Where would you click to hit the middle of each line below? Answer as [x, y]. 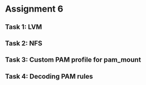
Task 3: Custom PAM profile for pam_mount [73, 60]
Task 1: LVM [24, 27]
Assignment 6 [34, 9]
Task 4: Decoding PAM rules [49, 76]
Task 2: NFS [24, 43]
